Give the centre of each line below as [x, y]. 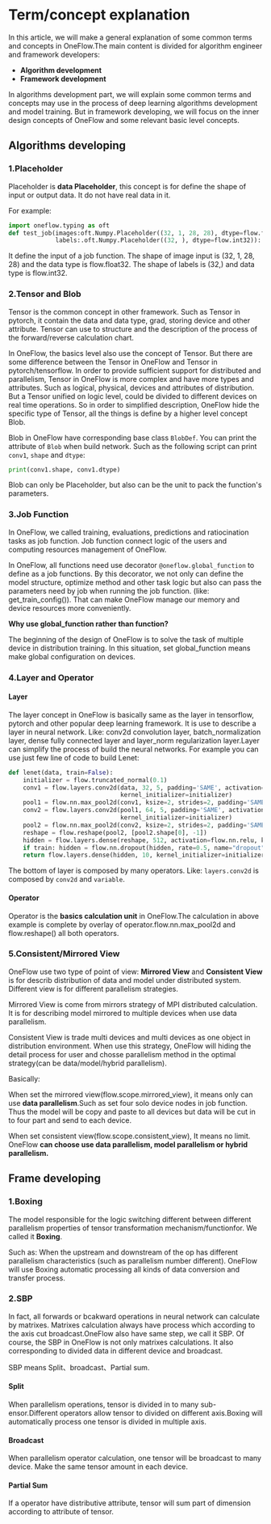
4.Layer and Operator [51, 677]
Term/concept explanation [99, 15]
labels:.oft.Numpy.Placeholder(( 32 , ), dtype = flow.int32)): [158, 240]
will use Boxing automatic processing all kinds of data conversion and [124, 1269]
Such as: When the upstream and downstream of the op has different [123, 1252]
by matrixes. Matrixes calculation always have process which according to [132, 1325]
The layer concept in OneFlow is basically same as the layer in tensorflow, [131, 714]
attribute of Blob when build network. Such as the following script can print [133, 446]
